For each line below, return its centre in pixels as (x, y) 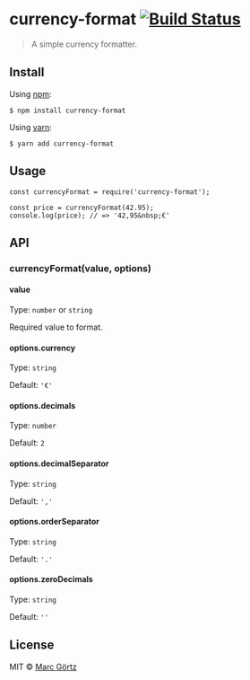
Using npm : (30, 93)
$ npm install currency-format (68, 110)
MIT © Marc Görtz (43, 667)
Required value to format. (56, 327)
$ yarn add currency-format (62, 144)
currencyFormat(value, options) (81, 268)
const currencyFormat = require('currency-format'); (110, 192)
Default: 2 (27, 443)
